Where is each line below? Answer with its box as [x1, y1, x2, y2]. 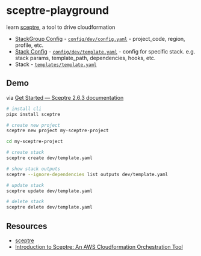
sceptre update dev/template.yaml [6, 187, 93, 194]
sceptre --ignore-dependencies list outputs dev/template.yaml [6, 171, 169, 177]
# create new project [6, 122, 61, 128]
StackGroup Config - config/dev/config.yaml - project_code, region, [14, 35, 185, 42]
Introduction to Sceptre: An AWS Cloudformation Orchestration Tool [14, 243, 184, 250]
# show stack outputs [6, 166, 61, 172]
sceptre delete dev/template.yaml [6, 204, 93, 210]
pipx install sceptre [6, 111, 61, 117]
